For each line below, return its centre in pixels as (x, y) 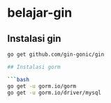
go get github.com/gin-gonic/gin (56, 54)
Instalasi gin (34, 39)
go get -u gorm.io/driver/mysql (54, 93)
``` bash (18, 79)
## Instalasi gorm (34, 67)
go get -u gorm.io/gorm (42, 86)
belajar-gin (40, 13)
